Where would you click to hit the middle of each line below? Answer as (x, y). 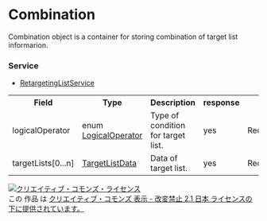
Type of (165, 115)
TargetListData (110, 163)
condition (168, 126)
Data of (164, 158)
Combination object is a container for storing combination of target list (123, 37)
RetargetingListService (57, 83)
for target (168, 135)
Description (173, 103)
